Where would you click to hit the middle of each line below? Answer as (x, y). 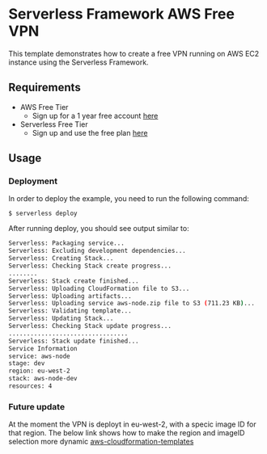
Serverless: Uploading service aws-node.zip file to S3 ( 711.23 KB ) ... (131, 304)
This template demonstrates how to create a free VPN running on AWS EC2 (134, 53)
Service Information (43, 348)
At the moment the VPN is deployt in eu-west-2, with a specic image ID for (132, 424)
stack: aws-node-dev (43, 379)
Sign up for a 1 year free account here (95, 116)
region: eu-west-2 (39, 371)
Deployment (33, 181)
